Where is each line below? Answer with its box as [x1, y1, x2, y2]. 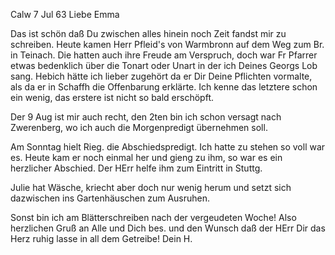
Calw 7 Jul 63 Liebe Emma [10, 9, 120, 20]
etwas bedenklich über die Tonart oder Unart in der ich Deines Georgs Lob [10, 60, 318, 71]
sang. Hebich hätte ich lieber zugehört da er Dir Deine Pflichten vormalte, [10, 70, 313, 82]
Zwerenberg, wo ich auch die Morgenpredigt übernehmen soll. [10, 122, 268, 133]
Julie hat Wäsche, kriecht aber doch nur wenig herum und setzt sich [10, 182, 292, 193]
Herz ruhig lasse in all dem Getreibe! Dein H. [10, 233, 193, 244]
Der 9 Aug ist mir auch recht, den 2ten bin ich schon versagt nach [10, 111, 282, 123]
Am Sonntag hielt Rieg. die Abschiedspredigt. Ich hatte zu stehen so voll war [10, 141, 326, 153]
